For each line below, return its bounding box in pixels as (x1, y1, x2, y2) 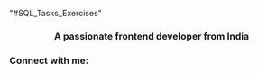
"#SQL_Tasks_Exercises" (9, 8, 102, 18)
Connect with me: (9, 54, 89, 67)
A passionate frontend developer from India (53, 30, 250, 42)
